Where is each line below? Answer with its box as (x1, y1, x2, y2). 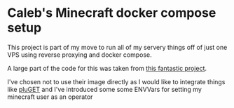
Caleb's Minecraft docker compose (7, 5, 216, 21)
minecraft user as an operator (7, 93, 93, 101)
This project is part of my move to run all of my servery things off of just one (7, 43, 228, 51)
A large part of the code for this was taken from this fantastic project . (7, 64, 207, 72)
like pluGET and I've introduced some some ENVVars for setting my (7, 85, 202, 93)
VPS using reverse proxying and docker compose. (7, 50, 152, 59)
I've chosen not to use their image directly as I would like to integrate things (7, 77, 226, 86)
